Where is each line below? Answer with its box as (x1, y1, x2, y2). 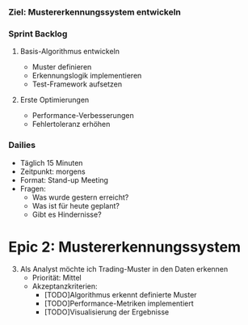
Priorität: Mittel (32, 273, 82, 283)
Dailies (8, 140, 36, 151)
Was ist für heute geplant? (32, 200, 120, 210)
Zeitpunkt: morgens (19, 167, 86, 176)
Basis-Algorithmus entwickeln (19, 47, 120, 57)
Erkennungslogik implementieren (32, 71, 142, 81)
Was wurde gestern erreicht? (32, 192, 129, 202)
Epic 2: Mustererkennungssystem (8, 238, 241, 256)
